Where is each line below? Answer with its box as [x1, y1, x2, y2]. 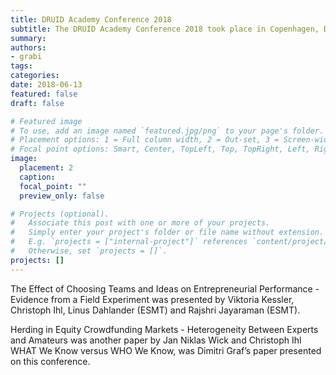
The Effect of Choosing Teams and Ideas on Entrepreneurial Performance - [10, 282, 320, 295]
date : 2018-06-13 [10, 80, 83, 90]
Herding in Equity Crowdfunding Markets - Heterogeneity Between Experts [10, 323, 319, 335]
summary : [10, 33, 47, 43]
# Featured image [10, 116, 83, 126]
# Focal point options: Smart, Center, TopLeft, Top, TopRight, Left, [10, 144, 311, 155]
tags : [10, 61, 33, 71]
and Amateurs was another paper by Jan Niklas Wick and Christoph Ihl [10, 334, 302, 346]
